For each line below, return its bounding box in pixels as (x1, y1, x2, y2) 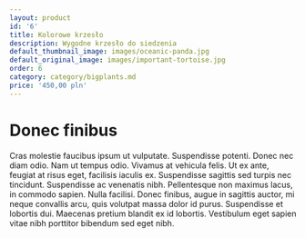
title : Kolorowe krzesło (9, 30, 104, 39)
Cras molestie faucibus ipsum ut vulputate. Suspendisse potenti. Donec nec (9, 150, 294, 161)
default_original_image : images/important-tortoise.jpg (9, 55, 226, 64)
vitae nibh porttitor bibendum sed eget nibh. (9, 217, 175, 228)
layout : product (9, 13, 71, 23)
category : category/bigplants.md (9, 73, 137, 82)
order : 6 (9, 64, 43, 74)
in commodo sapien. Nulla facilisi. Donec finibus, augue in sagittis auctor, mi (9, 188, 295, 200)
